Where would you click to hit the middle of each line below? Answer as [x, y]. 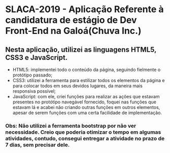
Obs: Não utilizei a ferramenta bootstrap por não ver [71, 126]
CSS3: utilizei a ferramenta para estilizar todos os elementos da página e [89, 80]
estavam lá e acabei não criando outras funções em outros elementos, [86, 107]
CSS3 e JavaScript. [37, 58]
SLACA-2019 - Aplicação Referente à [84, 9]
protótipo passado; [32, 75]
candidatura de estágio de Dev [71, 20]
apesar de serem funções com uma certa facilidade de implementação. [87, 113]
